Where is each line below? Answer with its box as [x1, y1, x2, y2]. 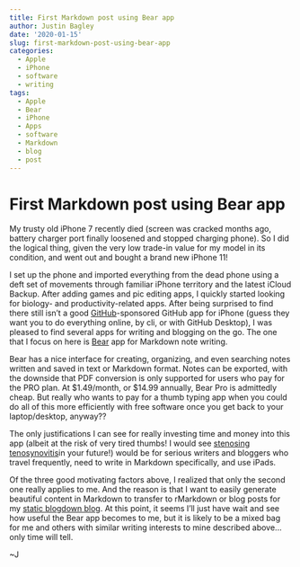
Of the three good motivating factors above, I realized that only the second [9, 474, 286, 485]
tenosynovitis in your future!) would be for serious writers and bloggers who [9, 447, 289, 458]
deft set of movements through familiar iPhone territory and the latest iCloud [9, 279, 292, 290]
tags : [9, 88, 30, 97]
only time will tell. [9, 532, 74, 543]
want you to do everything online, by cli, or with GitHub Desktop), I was [9, 317, 272, 328]
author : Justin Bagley [9, 22, 94, 31]
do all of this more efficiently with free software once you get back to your [9, 402, 284, 412]
